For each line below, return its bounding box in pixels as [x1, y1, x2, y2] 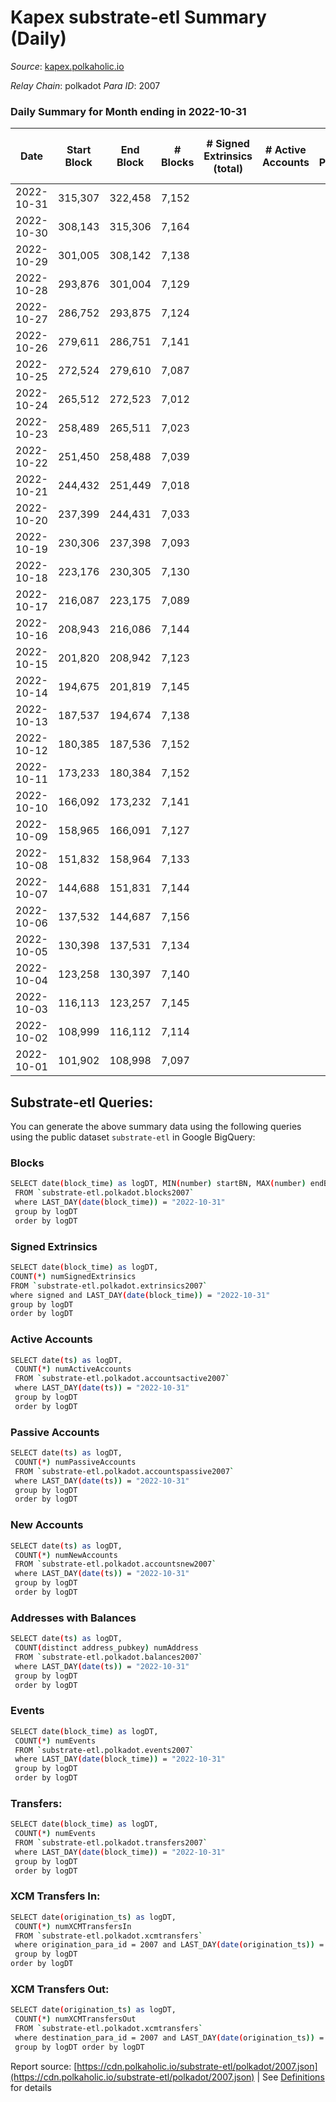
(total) [213, 162, 243, 176]
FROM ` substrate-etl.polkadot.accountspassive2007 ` [14, 1466, 235, 1476]
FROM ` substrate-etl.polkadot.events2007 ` [14, 1745, 195, 1755]
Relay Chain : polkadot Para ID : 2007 [10, 79, 161, 91]
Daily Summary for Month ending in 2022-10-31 [10, 104, 247, 118]
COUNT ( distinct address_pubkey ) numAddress [14, 1643, 199, 1653]
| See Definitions [256, 2071, 325, 2083]
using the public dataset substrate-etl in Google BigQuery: [10, 1131, 256, 1143]
